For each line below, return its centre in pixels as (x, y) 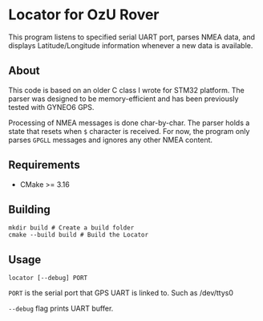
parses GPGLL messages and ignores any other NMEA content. (111, 140)
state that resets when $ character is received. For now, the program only (129, 131)
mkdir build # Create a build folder (71, 228)
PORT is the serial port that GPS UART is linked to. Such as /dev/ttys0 (121, 293)
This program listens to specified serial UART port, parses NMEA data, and (131, 37)
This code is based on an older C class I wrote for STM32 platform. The (126, 90)
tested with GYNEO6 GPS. (51, 107)
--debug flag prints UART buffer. (61, 309)
